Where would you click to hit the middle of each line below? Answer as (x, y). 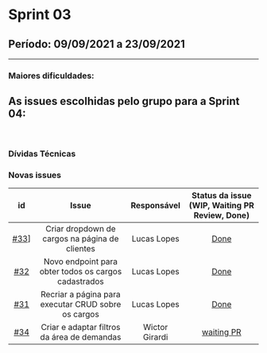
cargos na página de (81, 239)
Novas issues (35, 175)
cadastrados (81, 281)
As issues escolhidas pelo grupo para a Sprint (124, 101)
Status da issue (222, 195)
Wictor (155, 327)
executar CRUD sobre (81, 304)
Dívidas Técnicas (42, 153)
